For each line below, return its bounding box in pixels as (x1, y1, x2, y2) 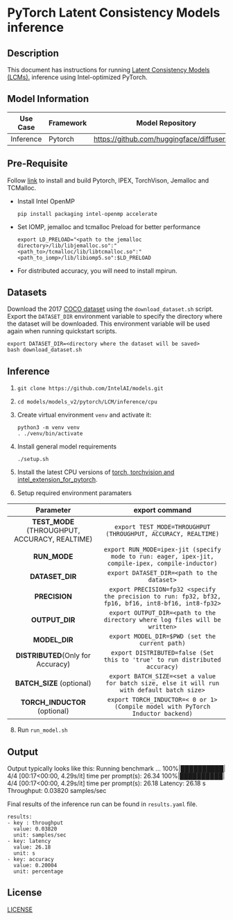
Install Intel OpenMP (17, 196, 75, 206)
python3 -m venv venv (17, 424, 80, 431)
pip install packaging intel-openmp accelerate (17, 210, 157, 217)
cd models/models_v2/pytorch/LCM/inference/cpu (17, 399, 157, 405)
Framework (48, 118, 87, 128)
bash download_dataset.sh (7, 346, 82, 353)
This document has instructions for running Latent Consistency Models (7, 66, 210, 74)
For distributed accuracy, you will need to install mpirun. (17, 266, 178, 275)
